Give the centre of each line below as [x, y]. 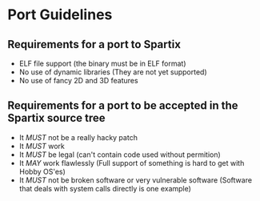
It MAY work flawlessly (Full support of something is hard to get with [132, 163]
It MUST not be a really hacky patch [78, 137]
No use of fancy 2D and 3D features [78, 80]
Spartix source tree [56, 118]
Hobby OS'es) [42, 171]
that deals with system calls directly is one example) [105, 188]
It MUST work [42, 146]
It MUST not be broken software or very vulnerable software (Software [136, 180]
